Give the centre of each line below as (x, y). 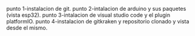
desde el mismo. (27, 28)
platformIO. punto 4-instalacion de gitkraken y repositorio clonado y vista (98, 21)
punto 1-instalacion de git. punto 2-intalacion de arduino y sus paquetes (96, 9)
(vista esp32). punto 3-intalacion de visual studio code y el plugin (88, 15)
